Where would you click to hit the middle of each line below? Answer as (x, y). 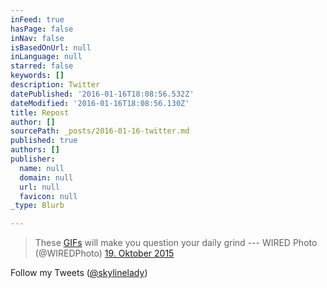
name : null (42, 168)
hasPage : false (42, 29)
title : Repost (40, 112)
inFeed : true (37, 19)
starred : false (42, 66)
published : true (44, 141)
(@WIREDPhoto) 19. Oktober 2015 (104, 253)
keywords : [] (37, 76)
